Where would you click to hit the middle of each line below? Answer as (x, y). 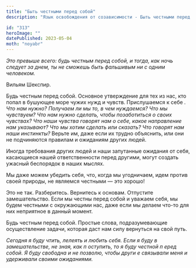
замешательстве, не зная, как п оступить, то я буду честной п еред (92, 247)
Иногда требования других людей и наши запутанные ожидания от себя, (98, 151)
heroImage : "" (23, 33)
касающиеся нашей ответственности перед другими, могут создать (92, 157)
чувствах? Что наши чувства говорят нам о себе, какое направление (94, 121)
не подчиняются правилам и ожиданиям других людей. (76, 140)
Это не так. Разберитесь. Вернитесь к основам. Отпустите (80, 192)
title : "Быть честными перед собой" (51, 11)
